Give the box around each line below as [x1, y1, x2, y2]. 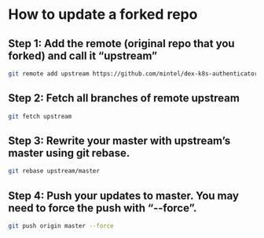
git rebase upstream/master [8, 167, 101, 175]
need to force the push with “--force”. [8, 201, 197, 214]
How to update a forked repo [8, 5, 198, 24]
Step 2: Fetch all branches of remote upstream [8, 92, 240, 105]
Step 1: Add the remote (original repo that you [8, 37, 235, 50]
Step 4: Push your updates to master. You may [8, 189, 240, 202]
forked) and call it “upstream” [8, 49, 158, 62]
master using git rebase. [8, 146, 130, 159]
